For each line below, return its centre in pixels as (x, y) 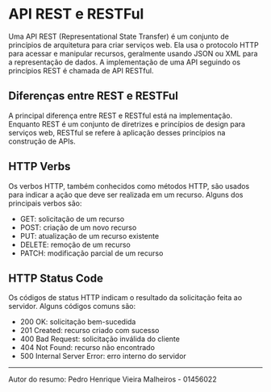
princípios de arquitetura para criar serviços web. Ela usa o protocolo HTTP (134, 44)
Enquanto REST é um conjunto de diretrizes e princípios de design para (127, 124)
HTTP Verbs (40, 167)
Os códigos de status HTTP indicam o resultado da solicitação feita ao (125, 298)
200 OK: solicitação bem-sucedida (78, 322)
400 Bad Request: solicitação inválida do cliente (100, 339)
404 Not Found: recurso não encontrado (88, 348)
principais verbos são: (45, 203)
